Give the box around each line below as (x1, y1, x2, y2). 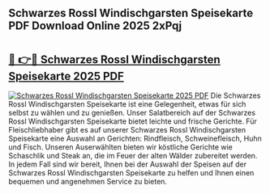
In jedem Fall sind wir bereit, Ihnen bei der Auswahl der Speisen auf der (8, 159, 247, 169)
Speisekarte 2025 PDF (8, 69, 124, 83)
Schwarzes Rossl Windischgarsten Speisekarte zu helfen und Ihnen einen (8, 168, 255, 177)
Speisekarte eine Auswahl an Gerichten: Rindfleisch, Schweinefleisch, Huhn (8, 133, 262, 143)
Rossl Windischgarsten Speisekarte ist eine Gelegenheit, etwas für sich (8, 99, 246, 108)
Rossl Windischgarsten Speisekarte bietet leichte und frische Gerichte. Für (8, 116, 257, 126)
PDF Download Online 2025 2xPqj (8, 19, 182, 33)
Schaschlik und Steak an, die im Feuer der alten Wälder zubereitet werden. (8, 151, 258, 160)
